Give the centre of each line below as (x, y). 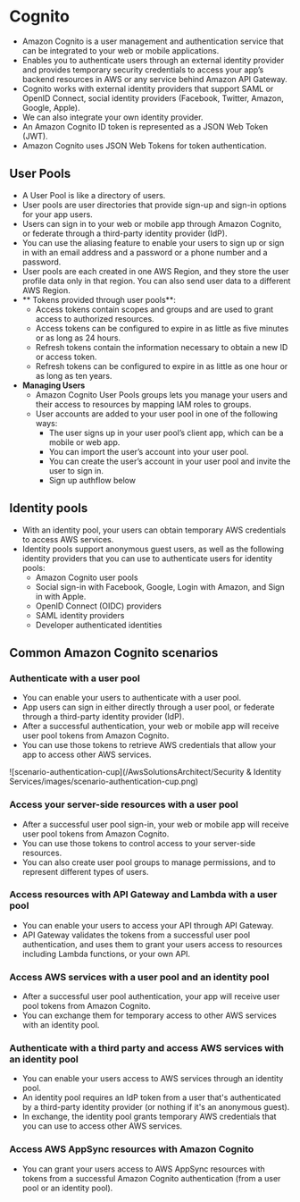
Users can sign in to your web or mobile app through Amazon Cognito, (152, 223)
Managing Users (54, 385)
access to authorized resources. (95, 318)
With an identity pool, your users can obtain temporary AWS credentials (154, 530)
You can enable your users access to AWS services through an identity (153, 1079)
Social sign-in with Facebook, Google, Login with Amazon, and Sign (160, 586)
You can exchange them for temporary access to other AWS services (149, 1015)
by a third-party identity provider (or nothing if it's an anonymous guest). (156, 1107)
